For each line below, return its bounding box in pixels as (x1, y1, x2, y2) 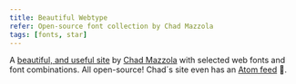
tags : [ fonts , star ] (9, 30, 88, 39)
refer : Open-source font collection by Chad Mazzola (9, 22, 214, 31)
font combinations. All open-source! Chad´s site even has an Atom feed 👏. (9, 64, 287, 75)
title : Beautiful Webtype (9, 13, 107, 23)
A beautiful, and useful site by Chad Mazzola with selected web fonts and (9, 55, 285, 66)
